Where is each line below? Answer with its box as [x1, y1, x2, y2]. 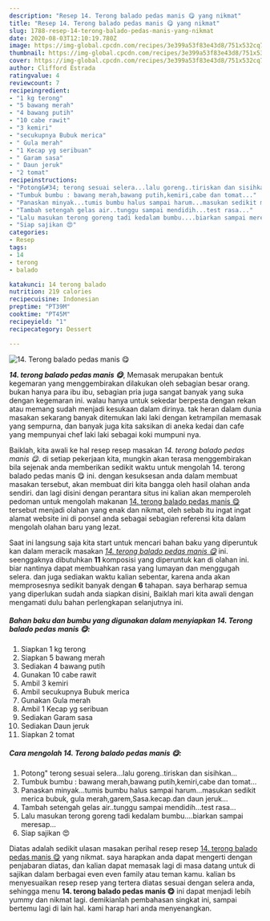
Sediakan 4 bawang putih [20, 661, 106, 671]
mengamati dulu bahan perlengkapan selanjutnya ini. [9, 597, 183, 607]
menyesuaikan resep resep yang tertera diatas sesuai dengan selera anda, [9, 878, 256, 888]
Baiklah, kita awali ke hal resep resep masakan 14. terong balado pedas [9, 445, 245, 455]
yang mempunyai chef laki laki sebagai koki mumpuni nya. [9, 429, 201, 439]
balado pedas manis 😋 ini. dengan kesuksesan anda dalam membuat [9, 471, 238, 481]
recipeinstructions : [9, 176, 79, 185]
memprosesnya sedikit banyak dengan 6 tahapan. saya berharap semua [9, 580, 248, 590]
